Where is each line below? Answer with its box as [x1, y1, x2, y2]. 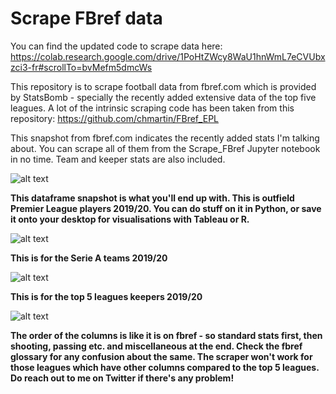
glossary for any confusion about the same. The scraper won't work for [10, 350, 313, 362]
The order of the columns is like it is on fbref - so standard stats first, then [10, 329, 323, 341]
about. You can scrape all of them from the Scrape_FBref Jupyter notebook [10, 142, 321, 154]
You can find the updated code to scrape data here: [10, 40, 223, 52]
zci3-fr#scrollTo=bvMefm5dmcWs [10, 61, 153, 73]
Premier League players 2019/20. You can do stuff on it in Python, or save [10, 202, 322, 214]
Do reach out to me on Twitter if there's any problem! [10, 372, 235, 384]
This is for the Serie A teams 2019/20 [10, 252, 168, 264]
